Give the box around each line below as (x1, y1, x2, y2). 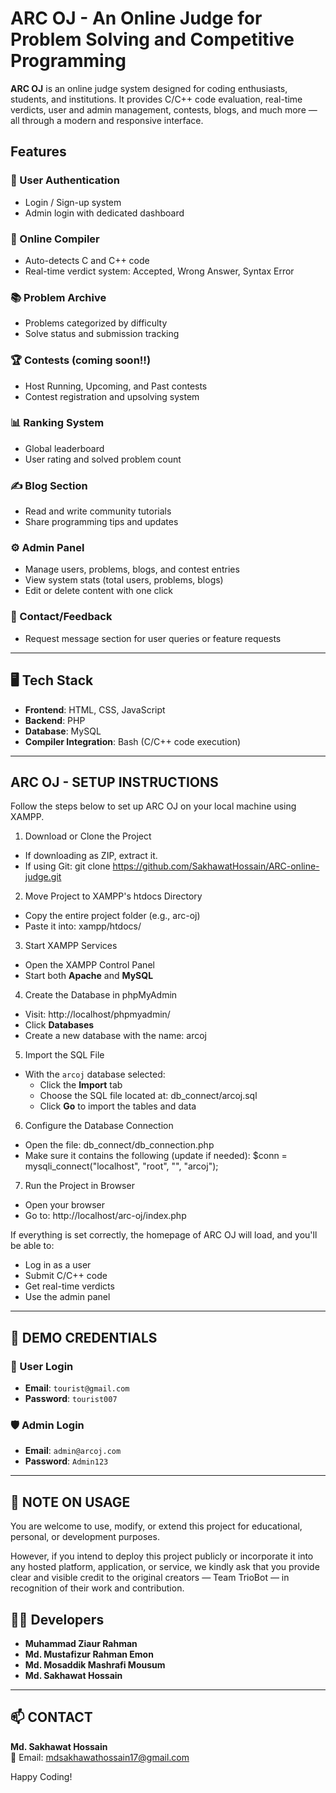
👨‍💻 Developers (10, 1611, 105, 1628)
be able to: (10, 1240, 55, 1252)
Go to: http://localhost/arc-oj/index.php (24, 1210, 187, 1222)
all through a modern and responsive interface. (10, 114, 204, 126)
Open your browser (24, 1199, 105, 1211)
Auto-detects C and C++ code (24, 254, 150, 266)
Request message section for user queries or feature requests (24, 632, 282, 644)
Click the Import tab (39, 1079, 123, 1091)
